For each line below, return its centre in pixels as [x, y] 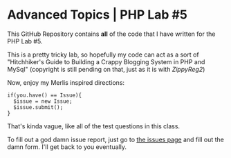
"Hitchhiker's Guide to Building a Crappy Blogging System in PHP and [106, 61]
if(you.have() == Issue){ [44, 95]
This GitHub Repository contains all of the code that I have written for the [111, 34]
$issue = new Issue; [43, 101]
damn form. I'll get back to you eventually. [67, 147]
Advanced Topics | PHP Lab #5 [98, 15]
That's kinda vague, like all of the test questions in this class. [94, 126]
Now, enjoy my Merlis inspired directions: [66, 82]
